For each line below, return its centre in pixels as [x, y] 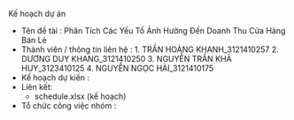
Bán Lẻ [34, 40]
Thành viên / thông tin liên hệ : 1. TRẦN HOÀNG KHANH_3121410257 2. [150, 49]
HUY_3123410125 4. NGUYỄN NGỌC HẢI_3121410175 [117, 68]
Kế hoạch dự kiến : [55, 78]
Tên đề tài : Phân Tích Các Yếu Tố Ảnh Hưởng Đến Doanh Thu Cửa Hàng [153, 30]
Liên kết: [37, 87]
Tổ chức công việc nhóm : [69, 105]
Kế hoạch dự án [37, 14]
